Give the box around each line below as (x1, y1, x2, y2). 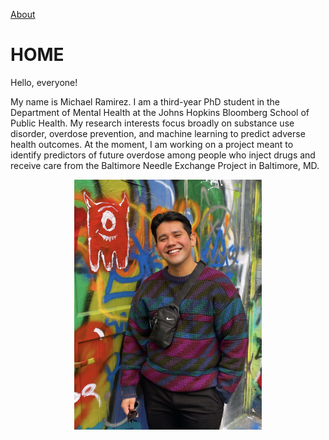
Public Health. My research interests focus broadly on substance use (10, 117, 295, 129)
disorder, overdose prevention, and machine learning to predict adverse (10, 127, 306, 139)
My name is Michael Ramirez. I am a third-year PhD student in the (10, 95, 281, 108)
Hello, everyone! (10, 76, 78, 88)
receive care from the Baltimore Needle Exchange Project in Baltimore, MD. (10, 159, 320, 171)
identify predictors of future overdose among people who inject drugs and (10, 149, 316, 161)
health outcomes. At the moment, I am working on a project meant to (10, 138, 294, 150)
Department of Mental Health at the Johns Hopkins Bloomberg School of (10, 106, 310, 118)
